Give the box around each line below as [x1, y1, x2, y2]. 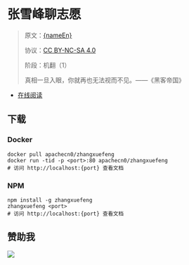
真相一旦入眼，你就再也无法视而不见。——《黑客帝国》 [24, 75, 185, 84]
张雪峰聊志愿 [7, 6, 82, 22]
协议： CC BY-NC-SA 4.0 [24, 46, 96, 54]
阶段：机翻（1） [24, 60, 71, 69]
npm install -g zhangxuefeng [7, 196, 93, 204]
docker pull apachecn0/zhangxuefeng [7, 150, 115, 158]
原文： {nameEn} [24, 31, 72, 39]
